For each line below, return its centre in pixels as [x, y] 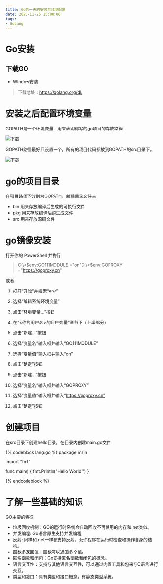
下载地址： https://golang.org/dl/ [50, 92]
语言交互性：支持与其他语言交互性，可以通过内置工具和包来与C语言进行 [85, 564]
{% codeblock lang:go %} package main [47, 452]
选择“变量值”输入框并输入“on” [43, 354]
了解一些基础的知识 [44, 502]
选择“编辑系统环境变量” [36, 301]
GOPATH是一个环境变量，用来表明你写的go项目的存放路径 [64, 129]
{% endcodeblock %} [27, 481]
